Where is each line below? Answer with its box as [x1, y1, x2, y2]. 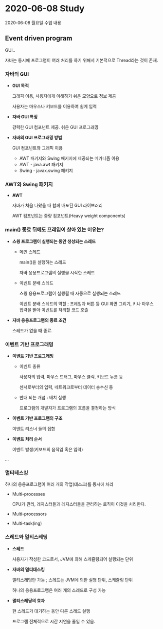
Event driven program [5, 34, 72, 43]
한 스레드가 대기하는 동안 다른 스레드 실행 [12, 608, 91, 614]
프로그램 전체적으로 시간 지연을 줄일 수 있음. [12, 618, 96, 624]
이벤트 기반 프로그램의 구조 [12, 415, 63, 421]
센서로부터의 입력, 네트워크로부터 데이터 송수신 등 [19, 384, 113, 390]
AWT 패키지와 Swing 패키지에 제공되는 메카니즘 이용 [19, 155, 120, 161]
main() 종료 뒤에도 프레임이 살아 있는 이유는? [5, 226, 104, 233]
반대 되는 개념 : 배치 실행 [19, 394, 67, 400]
